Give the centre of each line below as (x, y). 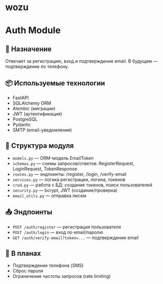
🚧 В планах (23, 253)
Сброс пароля (28, 271)
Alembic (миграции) (34, 108)
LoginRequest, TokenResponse (45, 169)
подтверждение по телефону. (37, 67)
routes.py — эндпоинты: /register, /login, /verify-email (70, 174)
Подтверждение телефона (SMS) (48, 266)
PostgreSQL (25, 119)
